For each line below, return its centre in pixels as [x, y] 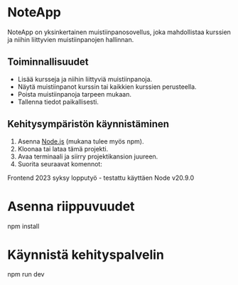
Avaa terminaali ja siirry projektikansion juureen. [88, 156]
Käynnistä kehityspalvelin [86, 255]
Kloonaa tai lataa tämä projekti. [63, 149]
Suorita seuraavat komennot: [60, 163]
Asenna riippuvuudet [71, 206]
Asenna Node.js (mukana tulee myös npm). [81, 141]
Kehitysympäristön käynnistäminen [88, 124]
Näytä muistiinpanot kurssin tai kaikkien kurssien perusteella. [107, 87]
